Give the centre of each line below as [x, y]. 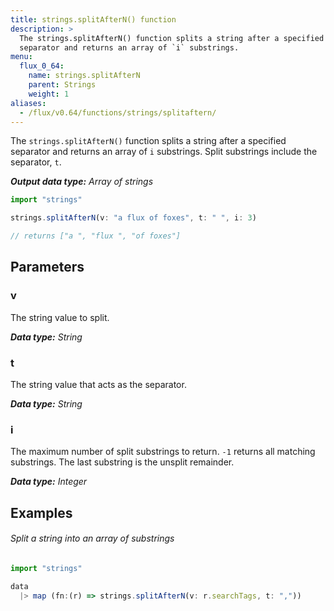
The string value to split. [60, 317]
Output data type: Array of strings [82, 182]
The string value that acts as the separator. [98, 384]
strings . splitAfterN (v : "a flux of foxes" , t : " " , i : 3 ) [133, 218]
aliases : [28, 103]
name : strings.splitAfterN [84, 76]
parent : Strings [62, 85]
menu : [21, 57]
